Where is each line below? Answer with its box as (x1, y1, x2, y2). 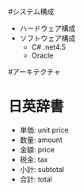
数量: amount (19, 135, 63, 144)
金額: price (19, 144, 55, 154)
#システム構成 (8, 7, 55, 16)
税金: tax (19, 155, 48, 164)
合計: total (19, 174, 53, 184)
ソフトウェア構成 (19, 34, 76, 43)
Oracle (31, 51, 54, 60)
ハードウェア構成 (19, 24, 76, 33)
